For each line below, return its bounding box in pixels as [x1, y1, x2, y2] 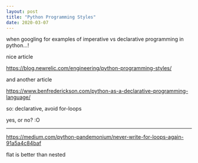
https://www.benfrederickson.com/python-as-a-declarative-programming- [6, 88, 189, 95]
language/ [6, 94, 31, 101]
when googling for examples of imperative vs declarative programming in [6, 36, 184, 43]
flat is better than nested [6, 151, 66, 158]
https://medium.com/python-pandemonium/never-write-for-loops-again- [6, 134, 184, 141]
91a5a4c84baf [6, 139, 41, 147]
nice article [6, 54, 34, 61]
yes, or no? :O [6, 117, 40, 124]
